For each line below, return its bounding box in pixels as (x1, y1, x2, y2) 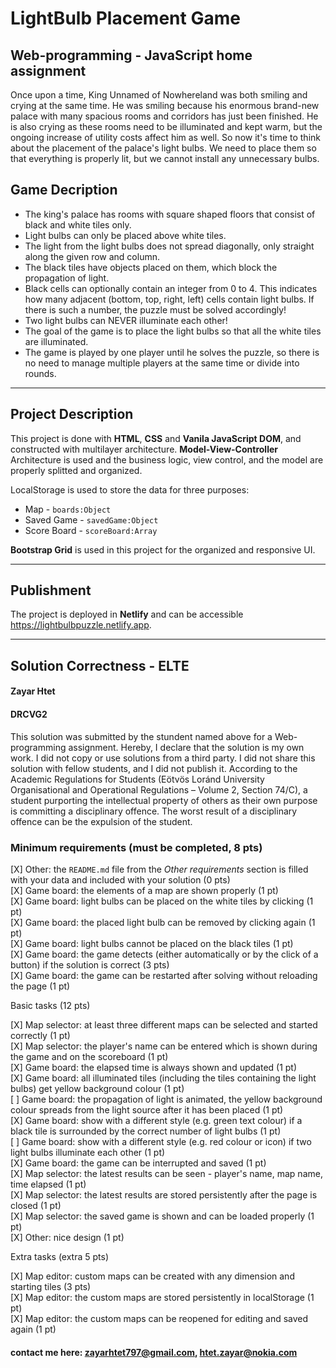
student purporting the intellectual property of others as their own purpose (10, 794, 318, 806)
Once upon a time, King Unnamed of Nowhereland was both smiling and (10, 89, 308, 101)
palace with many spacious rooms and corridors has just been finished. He (10, 110, 319, 122)
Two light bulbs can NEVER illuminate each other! (24, 314, 228, 326)
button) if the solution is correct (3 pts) (10, 958, 170, 971)
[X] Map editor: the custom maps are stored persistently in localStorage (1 (10, 1291, 315, 1303)
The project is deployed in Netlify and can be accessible (10, 608, 244, 621)
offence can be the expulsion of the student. (10, 815, 193, 827)
